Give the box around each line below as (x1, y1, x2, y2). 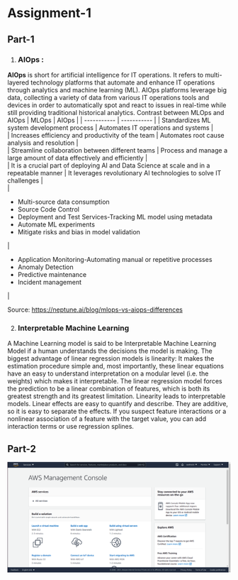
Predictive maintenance (17, 270, 87, 278)
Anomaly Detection (17, 263, 74, 271)
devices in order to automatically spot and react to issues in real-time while (7, 101, 227, 109)
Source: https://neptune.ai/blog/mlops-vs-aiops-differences (7, 305, 183, 314)
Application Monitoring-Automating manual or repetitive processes (17, 255, 212, 263)
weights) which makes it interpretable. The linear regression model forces (7, 377, 222, 385)
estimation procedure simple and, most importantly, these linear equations (7, 362, 225, 371)
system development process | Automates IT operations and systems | (7, 123, 214, 132)
